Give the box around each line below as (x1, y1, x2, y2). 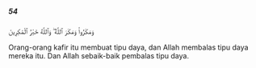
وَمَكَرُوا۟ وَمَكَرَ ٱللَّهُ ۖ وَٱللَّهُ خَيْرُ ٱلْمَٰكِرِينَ (8, 26, 94, 36)
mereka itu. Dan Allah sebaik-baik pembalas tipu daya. (8, 50, 190, 60)
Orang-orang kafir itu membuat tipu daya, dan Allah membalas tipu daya (8, 42, 249, 52)
